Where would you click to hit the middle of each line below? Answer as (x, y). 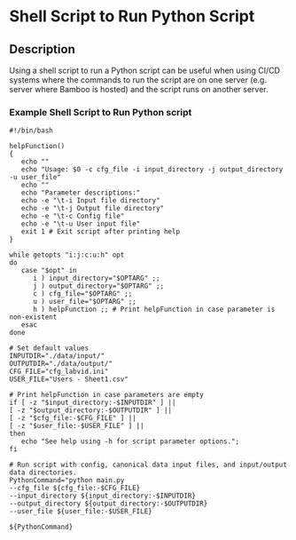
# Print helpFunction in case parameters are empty (106, 395)
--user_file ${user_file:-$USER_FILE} (81, 512)
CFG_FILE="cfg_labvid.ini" (59, 372)
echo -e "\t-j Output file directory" (93, 209)
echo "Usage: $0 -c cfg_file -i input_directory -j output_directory (152, 170)
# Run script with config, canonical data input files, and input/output (148, 465)
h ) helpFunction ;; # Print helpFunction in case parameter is (154, 310)
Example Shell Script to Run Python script (101, 112)
